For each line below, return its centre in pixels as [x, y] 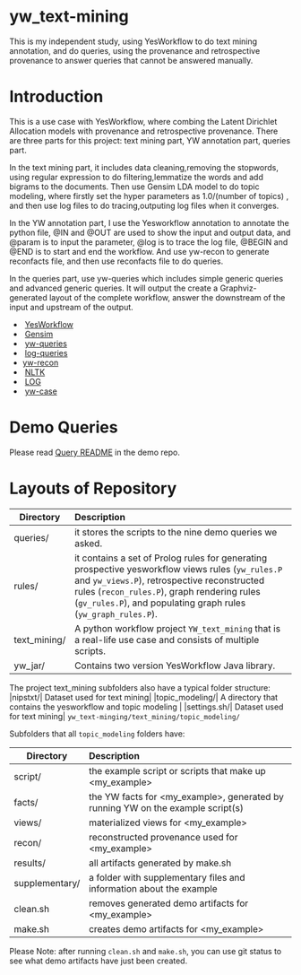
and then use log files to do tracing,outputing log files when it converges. [144, 205]
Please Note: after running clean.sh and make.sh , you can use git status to [146, 951]
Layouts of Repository [93, 488]
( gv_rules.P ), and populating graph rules [160, 603]
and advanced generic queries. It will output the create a [114, 288]
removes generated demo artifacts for [168, 903]
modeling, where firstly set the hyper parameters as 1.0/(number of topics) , [149, 196]
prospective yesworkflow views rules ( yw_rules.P [179, 569]
